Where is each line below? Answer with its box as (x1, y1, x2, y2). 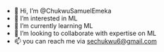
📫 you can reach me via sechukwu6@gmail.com (13, 37, 157, 45)
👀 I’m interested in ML (13, 14, 78, 22)
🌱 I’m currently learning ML (13, 22, 93, 30)
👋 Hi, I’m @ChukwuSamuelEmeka (13, 7, 112, 15)
